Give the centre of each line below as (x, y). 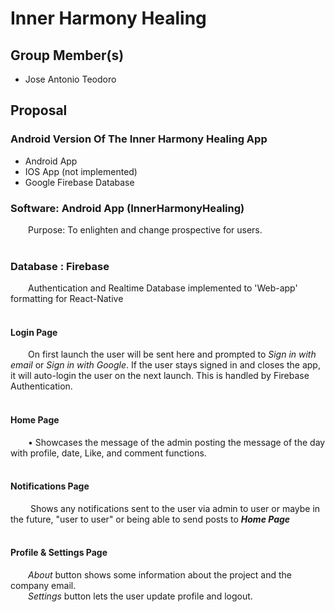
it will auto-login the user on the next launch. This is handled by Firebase (160, 376)
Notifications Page (50, 486)
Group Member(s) (67, 55)
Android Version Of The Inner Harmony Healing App (139, 139)
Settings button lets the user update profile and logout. (140, 596)
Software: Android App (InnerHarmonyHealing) (127, 208)
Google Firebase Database (79, 182)
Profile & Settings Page (59, 553)
